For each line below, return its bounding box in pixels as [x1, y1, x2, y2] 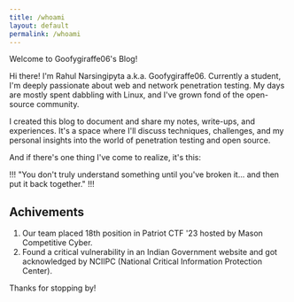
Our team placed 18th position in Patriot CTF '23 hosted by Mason [21, 228, 264, 239]
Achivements [9, 205, 85, 220]
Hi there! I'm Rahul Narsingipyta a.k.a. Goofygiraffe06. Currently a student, [9, 71, 282, 81]
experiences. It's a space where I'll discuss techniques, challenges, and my [9, 126, 284, 136]
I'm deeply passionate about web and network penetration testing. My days [9, 81, 285, 91]
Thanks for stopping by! [9, 283, 97, 293]
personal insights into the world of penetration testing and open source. [9, 135, 271, 146]
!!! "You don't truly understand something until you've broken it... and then [9, 169, 280, 180]
